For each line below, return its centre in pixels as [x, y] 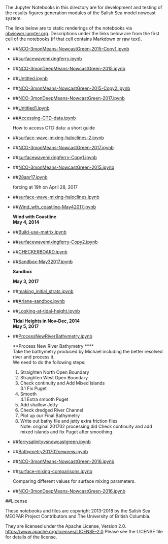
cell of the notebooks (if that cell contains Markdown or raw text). [74, 39]
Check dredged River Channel [52, 410]
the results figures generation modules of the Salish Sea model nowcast [80, 13]
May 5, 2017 [26, 326]
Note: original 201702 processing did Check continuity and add [86, 426]
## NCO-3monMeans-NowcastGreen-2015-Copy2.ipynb [71, 88]
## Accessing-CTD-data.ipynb [44, 118]
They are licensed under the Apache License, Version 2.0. [66, 526]
